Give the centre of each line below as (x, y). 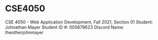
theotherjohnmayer (25, 32)
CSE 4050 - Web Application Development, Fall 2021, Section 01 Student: (79, 22)
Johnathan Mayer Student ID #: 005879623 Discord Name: (65, 27)
